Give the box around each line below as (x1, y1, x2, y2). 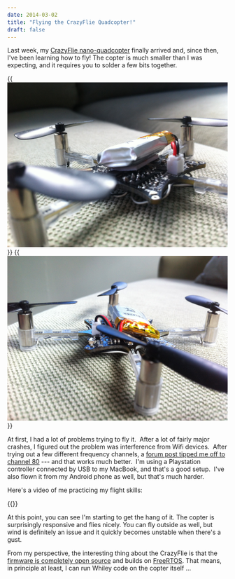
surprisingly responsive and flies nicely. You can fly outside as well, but (7, 521, 213, 529)
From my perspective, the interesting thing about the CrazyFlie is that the (7, 549, 218, 557)
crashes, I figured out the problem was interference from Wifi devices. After (7, 442, 227, 451)
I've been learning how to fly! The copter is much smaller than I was (7, 53, 203, 62)
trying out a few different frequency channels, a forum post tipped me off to (7, 450, 226, 458)
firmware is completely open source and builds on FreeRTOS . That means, (7, 557, 222, 565)
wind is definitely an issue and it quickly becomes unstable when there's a (7, 528, 222, 536)
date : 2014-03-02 (7, 11, 58, 18)
